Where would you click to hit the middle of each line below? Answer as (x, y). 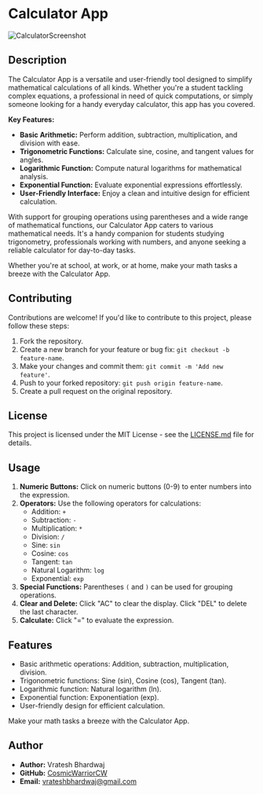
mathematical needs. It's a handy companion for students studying (116, 233)
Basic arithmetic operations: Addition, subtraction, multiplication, (124, 664)
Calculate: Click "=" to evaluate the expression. (97, 620)
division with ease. (49, 143)
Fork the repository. (51, 341)
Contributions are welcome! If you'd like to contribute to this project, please (130, 317)
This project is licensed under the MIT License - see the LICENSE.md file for (131, 435)
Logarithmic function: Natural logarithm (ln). (90, 689)
